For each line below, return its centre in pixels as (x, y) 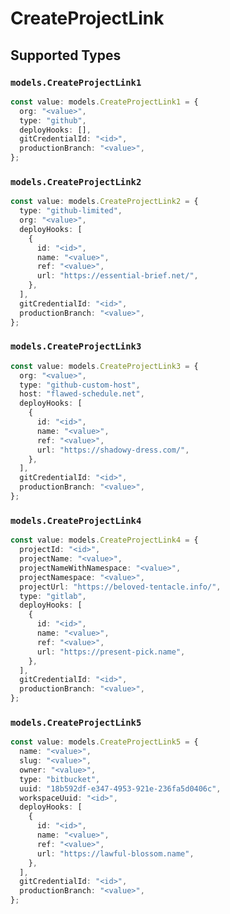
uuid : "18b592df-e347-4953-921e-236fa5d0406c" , (120, 788)
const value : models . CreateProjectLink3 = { (104, 366)
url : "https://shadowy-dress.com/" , (113, 450)
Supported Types (66, 55)
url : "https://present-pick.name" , (111, 652)
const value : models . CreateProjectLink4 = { (104, 540)
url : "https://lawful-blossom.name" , (115, 853)
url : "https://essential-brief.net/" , (117, 276)
